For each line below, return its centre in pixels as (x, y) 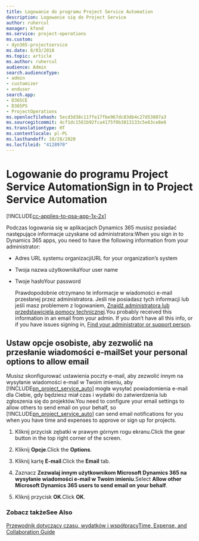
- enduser (18, 89)
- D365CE (17, 100)
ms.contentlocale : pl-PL (37, 134)
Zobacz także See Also (39, 512)
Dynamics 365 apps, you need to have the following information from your (97, 240)
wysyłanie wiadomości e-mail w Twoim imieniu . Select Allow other (98, 479)
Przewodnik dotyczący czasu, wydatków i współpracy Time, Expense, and (97, 526)
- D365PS (17, 106)
